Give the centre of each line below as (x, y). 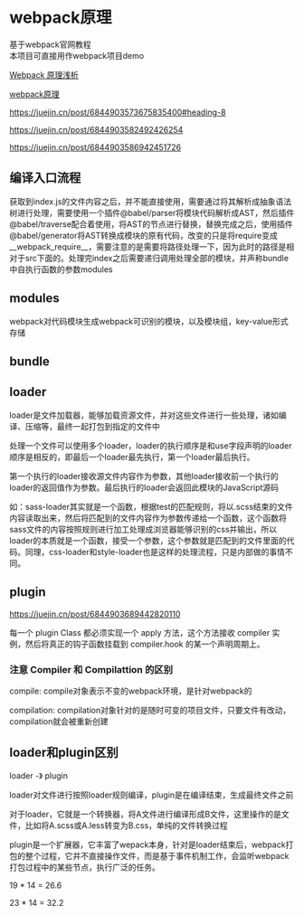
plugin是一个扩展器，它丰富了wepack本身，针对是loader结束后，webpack (148, 844)
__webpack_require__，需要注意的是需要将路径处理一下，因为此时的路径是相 (152, 246)
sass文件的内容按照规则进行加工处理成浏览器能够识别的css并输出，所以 (143, 529)
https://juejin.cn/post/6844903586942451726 (95, 147)
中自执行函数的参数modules (61, 269)
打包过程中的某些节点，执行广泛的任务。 (85, 867)
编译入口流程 (45, 178)
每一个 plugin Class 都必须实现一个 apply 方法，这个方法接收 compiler (140, 632)
